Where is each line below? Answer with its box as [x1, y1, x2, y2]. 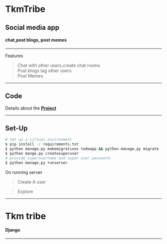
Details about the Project [5, 105, 56, 111]
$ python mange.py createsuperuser [5, 151, 79, 156]
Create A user [17, 179, 46, 184]
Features [5, 53, 23, 59]
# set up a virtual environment [5, 137, 72, 142]
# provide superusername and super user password [5, 155, 110, 161]
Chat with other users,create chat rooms [17, 62, 100, 68]
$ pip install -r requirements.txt [5, 142, 79, 147]
